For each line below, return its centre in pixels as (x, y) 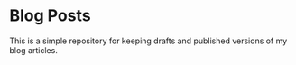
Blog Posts (51, 16)
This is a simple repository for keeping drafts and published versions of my (148, 41)
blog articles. (34, 50)
